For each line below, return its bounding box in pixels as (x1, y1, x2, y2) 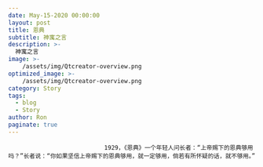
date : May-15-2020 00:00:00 (8, 11, 100, 20)
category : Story (8, 84, 61, 93)
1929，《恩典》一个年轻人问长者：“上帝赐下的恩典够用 (104, 143, 254, 151)
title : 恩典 (8, 26, 45, 34)
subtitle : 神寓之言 (8, 33, 68, 42)
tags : (8, 92, 26, 100)
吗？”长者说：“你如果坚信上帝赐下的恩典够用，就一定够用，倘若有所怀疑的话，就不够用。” (8, 152, 256, 160)
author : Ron (8, 114, 47, 122)
